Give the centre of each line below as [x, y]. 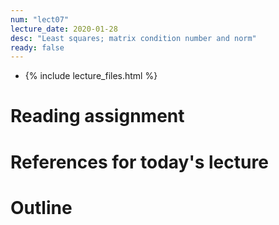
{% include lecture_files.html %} [91, 76]
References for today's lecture [139, 162]
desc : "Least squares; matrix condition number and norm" [133, 38]
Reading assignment [97, 116]
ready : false [37, 47]
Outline [41, 207]
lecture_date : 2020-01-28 [64, 29]
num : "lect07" [40, 19]
